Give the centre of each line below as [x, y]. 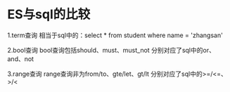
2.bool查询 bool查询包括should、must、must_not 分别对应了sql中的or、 [111, 50]
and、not [20, 59]
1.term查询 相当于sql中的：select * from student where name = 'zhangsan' [115, 35]
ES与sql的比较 [49, 14]
